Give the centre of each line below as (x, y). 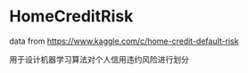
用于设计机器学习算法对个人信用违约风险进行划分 (99, 59)
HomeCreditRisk (71, 16)
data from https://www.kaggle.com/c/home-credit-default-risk (124, 41)
